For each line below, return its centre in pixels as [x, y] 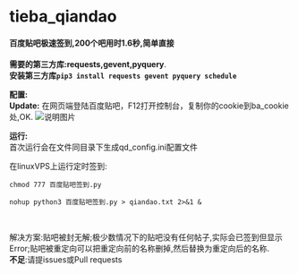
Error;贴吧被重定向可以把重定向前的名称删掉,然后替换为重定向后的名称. [140, 249]
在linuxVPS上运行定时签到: [58, 167]
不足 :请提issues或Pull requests [66, 260]
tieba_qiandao [64, 17]
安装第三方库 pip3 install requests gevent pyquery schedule [123, 76]
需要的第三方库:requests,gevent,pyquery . [88, 64]
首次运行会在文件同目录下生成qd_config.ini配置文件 [104, 147]
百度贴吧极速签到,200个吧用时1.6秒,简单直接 [92, 43]
